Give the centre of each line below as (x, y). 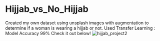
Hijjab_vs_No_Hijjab (47, 9)
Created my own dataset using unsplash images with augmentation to (77, 23)
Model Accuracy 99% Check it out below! (48, 33)
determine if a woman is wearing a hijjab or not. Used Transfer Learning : (80, 28)
